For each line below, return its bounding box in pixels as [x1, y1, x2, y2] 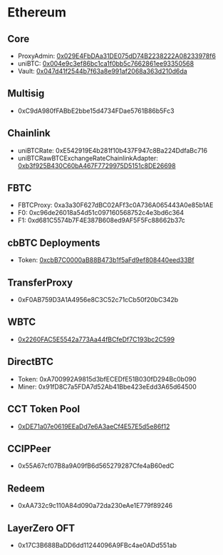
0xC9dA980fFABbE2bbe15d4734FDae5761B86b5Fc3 [17, 106, 175, 115]
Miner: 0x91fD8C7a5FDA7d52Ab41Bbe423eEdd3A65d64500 [17, 382, 197, 391]
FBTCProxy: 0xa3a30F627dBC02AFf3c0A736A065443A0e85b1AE [17, 201, 214, 209]
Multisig [7, 87, 45, 100]
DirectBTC [7, 356, 54, 368]
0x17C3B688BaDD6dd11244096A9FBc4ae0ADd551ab [17, 541, 177, 549]
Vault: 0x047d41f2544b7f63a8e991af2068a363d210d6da [17, 67, 187, 75]
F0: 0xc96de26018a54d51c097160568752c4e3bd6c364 [17, 209, 185, 217]
